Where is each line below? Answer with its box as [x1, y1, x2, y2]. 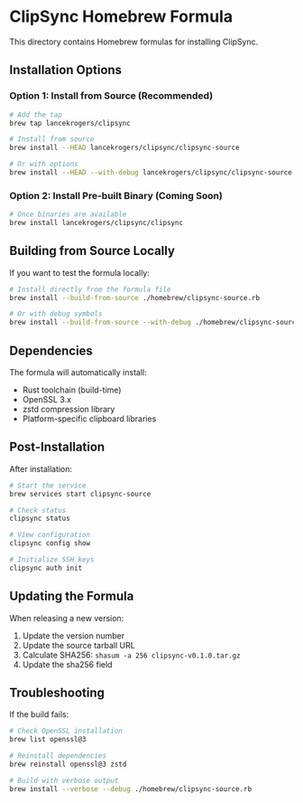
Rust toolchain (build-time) [22, 384, 122, 395]
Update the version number [22, 630, 124, 641]
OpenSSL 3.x [22, 394, 72, 405]
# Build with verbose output [9, 776, 119, 785]
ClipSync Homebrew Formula [9, 6, 233, 27]
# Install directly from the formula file [9, 285, 171, 294]
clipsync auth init [9, 563, 83, 572]
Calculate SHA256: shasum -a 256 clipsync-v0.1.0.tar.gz [22, 649, 241, 660]
